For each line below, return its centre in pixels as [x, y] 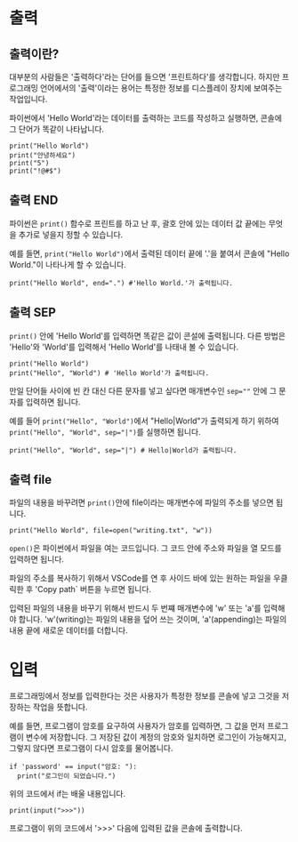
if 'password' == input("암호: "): [73, 767]
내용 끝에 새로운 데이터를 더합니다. [68, 630]
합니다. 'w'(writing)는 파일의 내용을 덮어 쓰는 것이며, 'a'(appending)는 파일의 [153, 620]
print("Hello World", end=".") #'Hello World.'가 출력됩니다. [121, 283]
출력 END [34, 200]
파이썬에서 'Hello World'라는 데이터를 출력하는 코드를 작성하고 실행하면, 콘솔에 [146, 118]
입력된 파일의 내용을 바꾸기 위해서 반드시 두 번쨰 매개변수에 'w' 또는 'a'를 [135, 608]
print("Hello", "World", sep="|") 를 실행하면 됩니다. [105, 431]
